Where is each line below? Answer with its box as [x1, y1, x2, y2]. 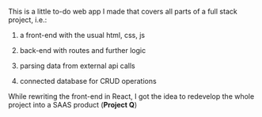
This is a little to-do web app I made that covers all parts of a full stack [8, 7, 237, 16]
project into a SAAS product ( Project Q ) [8, 100, 138, 109]
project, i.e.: [8, 15, 47, 25]
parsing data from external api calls [19, 61, 136, 70]
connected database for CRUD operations [19, 77, 157, 85]
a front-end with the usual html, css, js [19, 31, 145, 40]
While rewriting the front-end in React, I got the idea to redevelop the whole [8, 92, 255, 101]
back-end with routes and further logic [19, 46, 146, 55]
